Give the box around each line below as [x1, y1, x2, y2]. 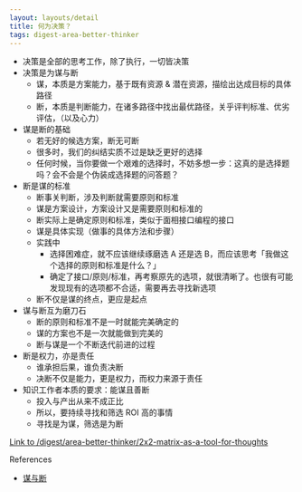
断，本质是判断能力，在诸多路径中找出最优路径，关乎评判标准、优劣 [35, 101, 290, 112]
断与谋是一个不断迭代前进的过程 [35, 339, 156, 350]
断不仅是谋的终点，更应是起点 [35, 294, 147, 304]
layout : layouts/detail [9, 13, 99, 23]
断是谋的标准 [22, 180, 71, 191]
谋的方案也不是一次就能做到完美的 [35, 328, 164, 339]
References [9, 454, 52, 465]
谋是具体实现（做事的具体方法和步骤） [35, 226, 179, 236]
